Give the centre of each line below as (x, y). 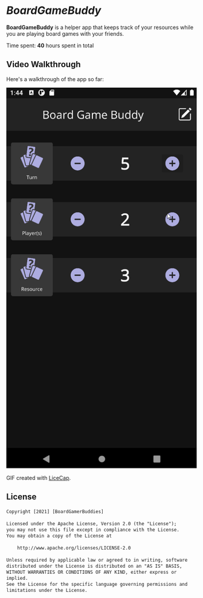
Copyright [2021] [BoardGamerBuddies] (55, 511)
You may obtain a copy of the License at (59, 536)
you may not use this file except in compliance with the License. (93, 530)
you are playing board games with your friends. (65, 33)
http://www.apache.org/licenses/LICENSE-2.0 (74, 548)
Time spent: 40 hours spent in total (50, 45)
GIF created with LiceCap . (39, 478)
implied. (17, 578)
